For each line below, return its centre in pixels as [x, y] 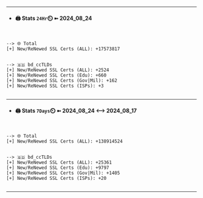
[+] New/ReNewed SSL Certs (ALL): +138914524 [64, 142]
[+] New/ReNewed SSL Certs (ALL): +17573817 [63, 49]
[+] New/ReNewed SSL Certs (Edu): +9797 [58, 168]
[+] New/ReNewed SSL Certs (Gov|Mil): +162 [62, 81]
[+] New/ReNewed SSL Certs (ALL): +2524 [58, 70]
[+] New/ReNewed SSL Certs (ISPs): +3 [55, 86]
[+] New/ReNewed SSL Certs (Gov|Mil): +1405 [63, 173]
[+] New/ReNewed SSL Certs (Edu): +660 [56, 75]
